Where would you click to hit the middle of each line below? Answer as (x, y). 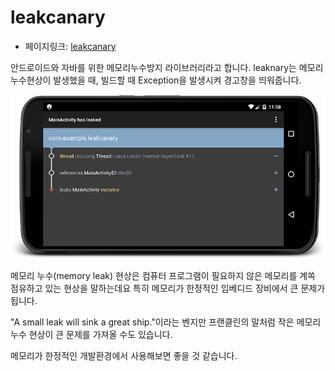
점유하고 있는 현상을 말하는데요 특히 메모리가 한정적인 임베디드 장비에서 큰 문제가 (168, 288)
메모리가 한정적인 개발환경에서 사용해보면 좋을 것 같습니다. (124, 356)
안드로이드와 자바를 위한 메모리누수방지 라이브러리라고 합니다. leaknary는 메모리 (167, 67)
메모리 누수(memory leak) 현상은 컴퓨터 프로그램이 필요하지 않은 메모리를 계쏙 (163, 276)
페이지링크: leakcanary (70, 46)
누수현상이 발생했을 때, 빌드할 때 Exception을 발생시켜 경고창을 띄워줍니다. (156, 80)
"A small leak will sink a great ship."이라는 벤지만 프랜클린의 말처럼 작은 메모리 (166, 322)
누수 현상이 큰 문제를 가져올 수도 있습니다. (91, 335)
